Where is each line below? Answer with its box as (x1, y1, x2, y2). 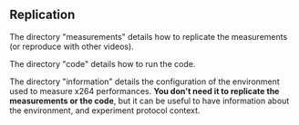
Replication (9, 7, 76, 23)
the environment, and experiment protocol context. (9, 104, 201, 116)
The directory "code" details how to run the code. (9, 58, 196, 69)
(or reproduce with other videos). (9, 41, 134, 52)
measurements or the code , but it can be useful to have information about (9, 95, 290, 106)
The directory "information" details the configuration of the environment (9, 76, 280, 87)
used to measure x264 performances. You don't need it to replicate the (9, 85, 280, 96)
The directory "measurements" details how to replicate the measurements (9, 31, 288, 42)
